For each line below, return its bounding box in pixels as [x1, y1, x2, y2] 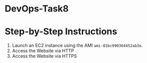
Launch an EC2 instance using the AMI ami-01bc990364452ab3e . [12, 42, 143, 48]
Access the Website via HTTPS [12, 53, 77, 59]
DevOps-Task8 [5, 3, 69, 14]
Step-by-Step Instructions [5, 26, 117, 37]
